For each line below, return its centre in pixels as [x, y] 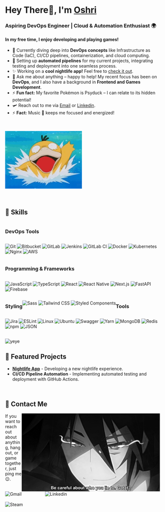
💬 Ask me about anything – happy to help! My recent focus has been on [84, 77]
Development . [27, 87]
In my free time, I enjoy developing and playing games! [62, 39]
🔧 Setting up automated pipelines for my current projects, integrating [82, 61]
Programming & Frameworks [40, 269]
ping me [14, 474]
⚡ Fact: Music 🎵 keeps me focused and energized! [63, 113]
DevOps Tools [22, 232]
